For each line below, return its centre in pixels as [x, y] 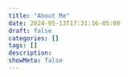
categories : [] [34, 38]
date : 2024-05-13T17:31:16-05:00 [64, 23]
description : [30, 53]
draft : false [30, 30]
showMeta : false [35, 61]
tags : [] [23, 46]
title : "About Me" [39, 16]
